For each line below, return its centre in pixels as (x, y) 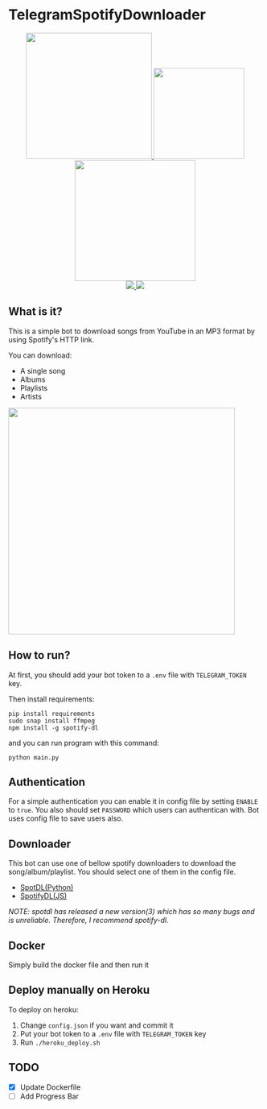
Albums (33, 379)
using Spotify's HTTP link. (51, 339)
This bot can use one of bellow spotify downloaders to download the (122, 863)
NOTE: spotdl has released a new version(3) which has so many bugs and (131, 912)
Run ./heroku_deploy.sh (60, 1042)
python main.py (34, 757)
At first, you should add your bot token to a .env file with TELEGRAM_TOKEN (127, 675)
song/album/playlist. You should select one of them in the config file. (122, 872)
